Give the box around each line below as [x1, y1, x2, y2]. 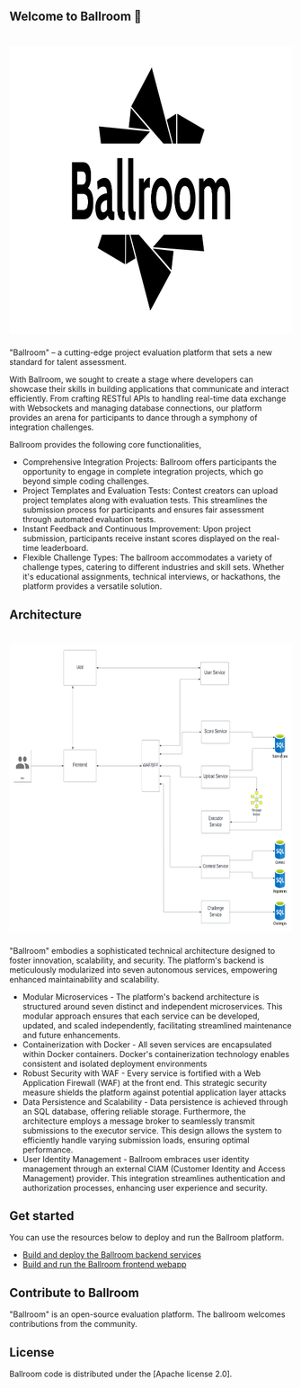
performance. [22, 1143, 74, 1155]
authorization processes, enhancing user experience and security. [22, 1182, 268, 1193]
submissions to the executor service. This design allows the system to [22, 1125, 282, 1135]
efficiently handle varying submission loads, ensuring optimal [22, 1134, 250, 1145]
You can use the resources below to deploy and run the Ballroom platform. [9, 1232, 285, 1243]
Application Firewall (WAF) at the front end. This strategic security [22, 1077, 268, 1088]
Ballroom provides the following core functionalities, [9, 440, 202, 450]
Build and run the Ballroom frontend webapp [22, 1259, 187, 1270]
